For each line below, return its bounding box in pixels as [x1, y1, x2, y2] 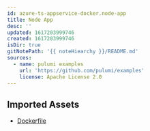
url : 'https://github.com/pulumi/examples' [19, 67, 145, 74]
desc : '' [7, 23, 32, 29]
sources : [7, 55, 32, 61]
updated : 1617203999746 [7, 29, 75, 36]
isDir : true [7, 42, 41, 48]
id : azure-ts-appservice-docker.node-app [7, 10, 127, 17]
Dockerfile [16, 117, 46, 125]
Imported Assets [7, 98, 80, 110]
